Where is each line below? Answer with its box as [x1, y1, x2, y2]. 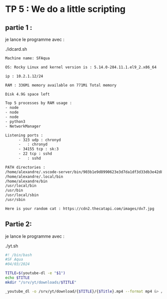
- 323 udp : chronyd [18, 137, 61, 142]
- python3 [5, 119, 26, 124]
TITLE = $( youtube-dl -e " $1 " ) [5, 271, 66, 276]
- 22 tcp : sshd [18, 151, 52, 156]
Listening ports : [5, 133, 43, 138]
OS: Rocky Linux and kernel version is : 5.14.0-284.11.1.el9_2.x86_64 [5, 65, 157, 70]
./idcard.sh [5, 46, 27, 52]
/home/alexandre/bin [5, 179, 48, 184]
